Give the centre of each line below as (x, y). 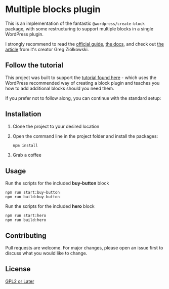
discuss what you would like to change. (46, 253)
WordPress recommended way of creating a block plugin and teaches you (82, 83)
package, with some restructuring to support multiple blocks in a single (79, 28)
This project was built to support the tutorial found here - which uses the (81, 78)
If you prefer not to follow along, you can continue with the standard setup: (83, 98)
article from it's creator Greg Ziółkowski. (47, 49)
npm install (25, 146)
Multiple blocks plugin (53, 9)
